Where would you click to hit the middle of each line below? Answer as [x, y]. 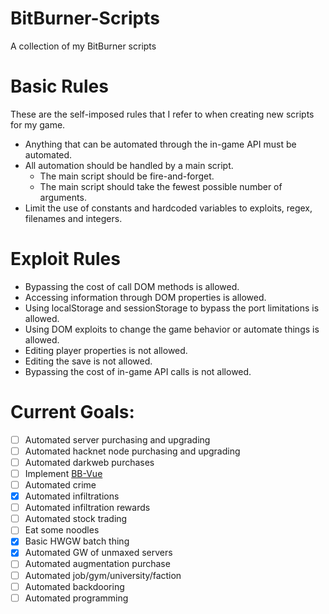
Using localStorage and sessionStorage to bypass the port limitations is [172, 308]
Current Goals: [72, 412]
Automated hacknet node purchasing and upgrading [132, 451]
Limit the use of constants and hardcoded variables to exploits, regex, [168, 208]
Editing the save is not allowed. [88, 361]
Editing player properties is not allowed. [106, 350]
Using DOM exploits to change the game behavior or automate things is [172, 329]
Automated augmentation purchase [97, 564]
